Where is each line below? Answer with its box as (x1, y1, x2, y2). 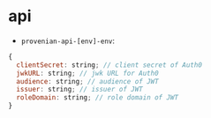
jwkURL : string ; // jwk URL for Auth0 (16, 69, 160, 77)
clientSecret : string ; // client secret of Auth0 (16, 60, 202, 70)
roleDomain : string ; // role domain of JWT (16, 93, 178, 102)
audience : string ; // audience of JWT (16, 77, 160, 85)
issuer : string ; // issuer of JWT (16, 85, 143, 94)
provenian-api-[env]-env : (20, 35, 116, 46)
